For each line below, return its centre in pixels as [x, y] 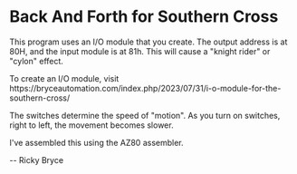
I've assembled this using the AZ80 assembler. [96, 142]
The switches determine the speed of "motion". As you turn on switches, [145, 115]
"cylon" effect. [36, 61]
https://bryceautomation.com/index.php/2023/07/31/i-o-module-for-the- [145, 88]
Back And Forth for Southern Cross [144, 17]
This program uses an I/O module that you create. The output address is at [148, 42]
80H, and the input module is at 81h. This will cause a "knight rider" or [140, 51]
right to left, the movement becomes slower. [91, 125]
